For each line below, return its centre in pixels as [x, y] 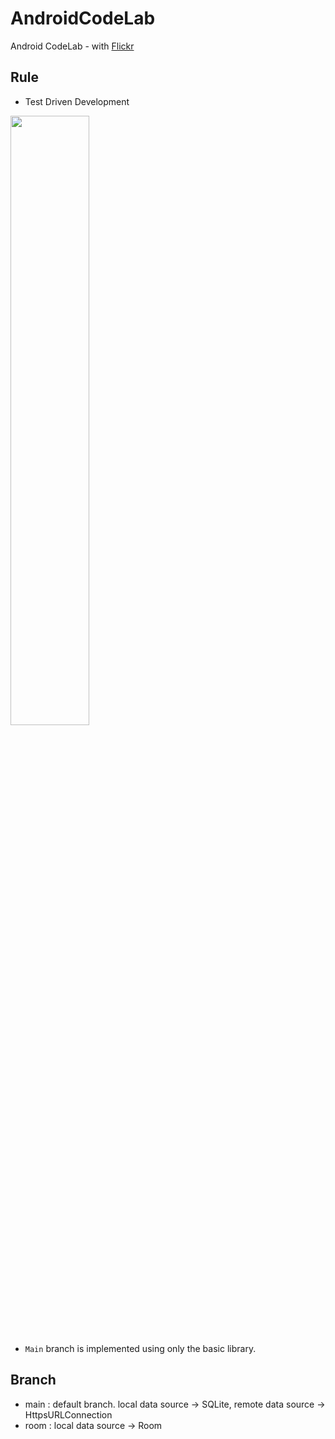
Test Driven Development [77, 101]
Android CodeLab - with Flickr [72, 46]
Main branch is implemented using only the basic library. [140, 1348]
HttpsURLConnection [68, 1414]
